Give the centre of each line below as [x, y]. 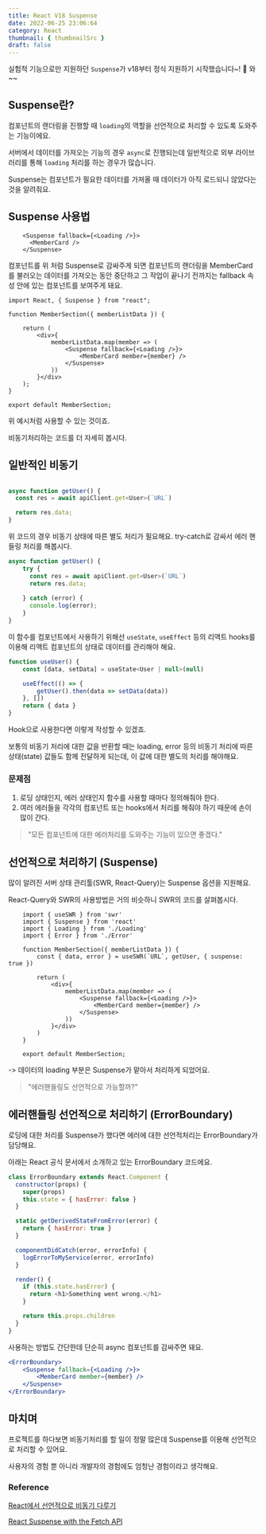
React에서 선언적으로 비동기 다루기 [62, 1505]
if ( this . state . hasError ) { [69, 1287]
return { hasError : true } [67, 1229]
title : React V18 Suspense [53, 16]
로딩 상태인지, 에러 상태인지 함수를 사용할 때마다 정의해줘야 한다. [120, 798]
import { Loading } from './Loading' [85, 929]
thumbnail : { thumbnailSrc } [56, 38]
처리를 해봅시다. [47, 546]
